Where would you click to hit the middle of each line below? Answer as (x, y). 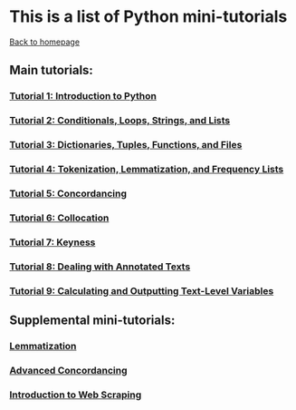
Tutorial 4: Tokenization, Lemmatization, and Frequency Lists (147, 170)
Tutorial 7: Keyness (53, 242)
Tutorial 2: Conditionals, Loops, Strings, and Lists (120, 121)
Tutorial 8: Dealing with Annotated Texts (100, 267)
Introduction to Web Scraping (76, 395)
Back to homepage (44, 42)
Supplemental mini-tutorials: (92, 321)
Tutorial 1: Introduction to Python (83, 96)
